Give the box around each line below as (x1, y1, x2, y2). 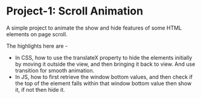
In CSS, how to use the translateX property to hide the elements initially (14, 54, 193, 61)
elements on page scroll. (6, 30, 68, 37)
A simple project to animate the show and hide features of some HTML (6, 24, 182, 31)
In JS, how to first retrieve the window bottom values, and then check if (14, 73, 193, 80)
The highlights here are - (6, 42, 68, 49)
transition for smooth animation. (14, 66, 95, 74)
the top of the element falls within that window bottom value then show (14, 80, 192, 87)
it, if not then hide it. (14, 86, 65, 93)
